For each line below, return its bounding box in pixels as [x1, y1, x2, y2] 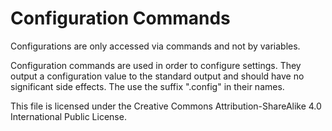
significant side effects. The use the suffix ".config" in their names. [10, 80, 285, 92]
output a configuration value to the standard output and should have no [10, 70, 305, 82]
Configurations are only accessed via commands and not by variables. [10, 40, 301, 52]
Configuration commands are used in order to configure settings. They [10, 59, 302, 71]
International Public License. [10, 110, 127, 122]
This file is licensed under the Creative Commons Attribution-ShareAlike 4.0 [10, 100, 322, 112]
